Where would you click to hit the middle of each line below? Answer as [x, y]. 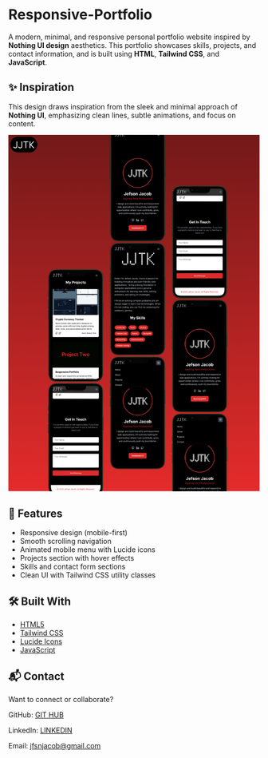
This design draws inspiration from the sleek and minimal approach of [123, 106]
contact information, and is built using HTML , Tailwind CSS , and [114, 54]
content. [22, 123]
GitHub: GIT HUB [36, 715]
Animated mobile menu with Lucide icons [87, 550]
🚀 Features [35, 513]
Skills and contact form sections [73, 567]
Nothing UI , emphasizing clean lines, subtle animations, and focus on [122, 115]
